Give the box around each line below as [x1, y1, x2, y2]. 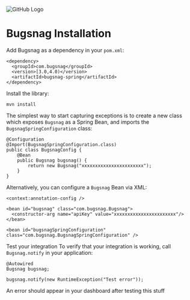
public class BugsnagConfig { [6, 147, 82, 153]
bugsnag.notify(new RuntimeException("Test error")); [6, 277, 144, 283]
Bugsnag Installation [6, 27, 111, 40]
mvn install [6, 101, 36, 108]
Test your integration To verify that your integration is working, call [6, 242, 171, 249]
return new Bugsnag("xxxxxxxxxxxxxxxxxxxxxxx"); [28, 162, 152, 168]
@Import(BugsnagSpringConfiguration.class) [6, 141, 117, 147]
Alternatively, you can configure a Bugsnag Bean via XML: [6, 183, 147, 191]
